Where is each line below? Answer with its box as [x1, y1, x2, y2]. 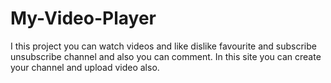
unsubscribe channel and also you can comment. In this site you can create [10, 50, 322, 62]
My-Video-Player [10, 7, 157, 30]
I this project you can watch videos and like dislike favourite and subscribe [10, 40, 317, 52]
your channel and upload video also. [10, 61, 160, 73]
